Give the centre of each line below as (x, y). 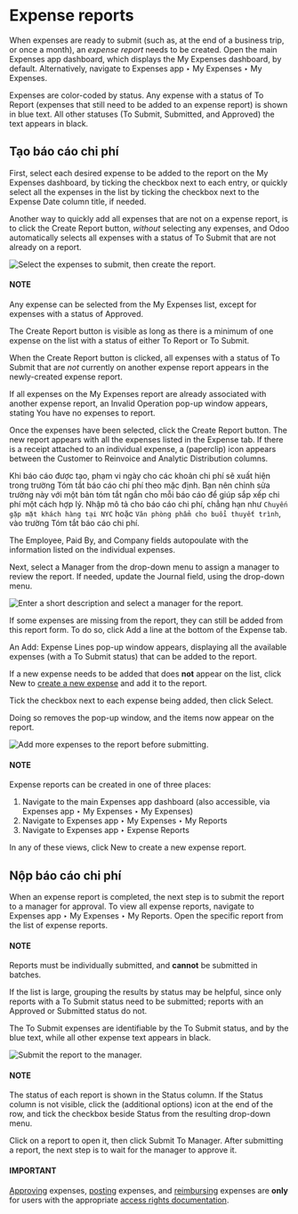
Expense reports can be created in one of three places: (110, 785)
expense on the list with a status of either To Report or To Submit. (129, 340)
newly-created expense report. (66, 376)
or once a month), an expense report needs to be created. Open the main (143, 49)
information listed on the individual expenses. (93, 549)
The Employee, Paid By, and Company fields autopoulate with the (129, 540)
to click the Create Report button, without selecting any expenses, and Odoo (149, 228)
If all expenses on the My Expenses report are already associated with (138, 393)
